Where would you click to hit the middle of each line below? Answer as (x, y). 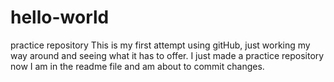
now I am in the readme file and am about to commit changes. (137, 66)
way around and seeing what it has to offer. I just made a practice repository (167, 55)
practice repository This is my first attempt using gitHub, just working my (160, 45)
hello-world (60, 17)
